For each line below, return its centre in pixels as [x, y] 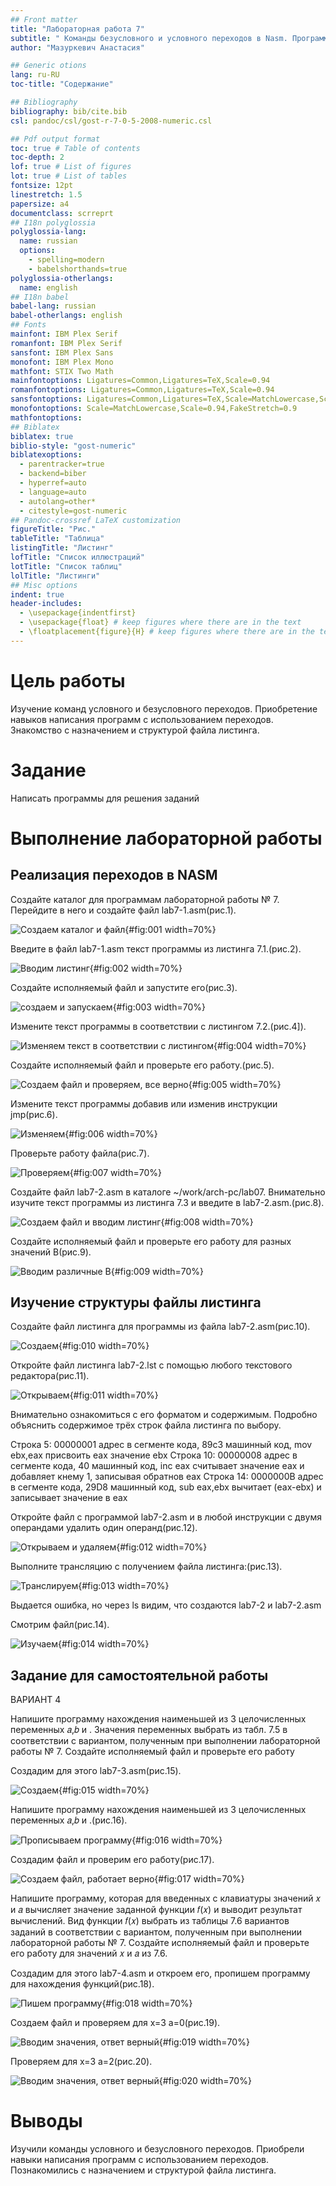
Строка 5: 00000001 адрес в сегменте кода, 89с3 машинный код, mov [161, 1445]
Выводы [46, 2121]
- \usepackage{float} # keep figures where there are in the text [160, 622]
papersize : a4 [40, 204]
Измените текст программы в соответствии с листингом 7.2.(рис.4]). [158, 1026]
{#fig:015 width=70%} [104, 1790]
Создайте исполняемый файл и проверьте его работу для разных [151, 1241]
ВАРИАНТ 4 [36, 1700]
